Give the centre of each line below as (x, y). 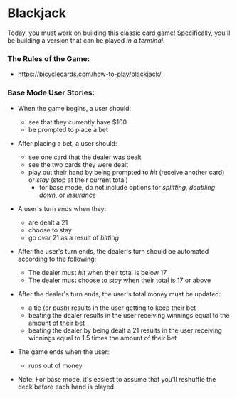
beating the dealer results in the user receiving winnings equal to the (129, 315)
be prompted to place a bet (68, 129)
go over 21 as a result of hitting (74, 237)
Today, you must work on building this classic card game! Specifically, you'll (119, 33)
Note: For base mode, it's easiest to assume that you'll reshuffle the (117, 379)
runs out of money (56, 365)
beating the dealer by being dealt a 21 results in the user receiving (125, 330)
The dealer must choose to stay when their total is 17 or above (120, 280)
